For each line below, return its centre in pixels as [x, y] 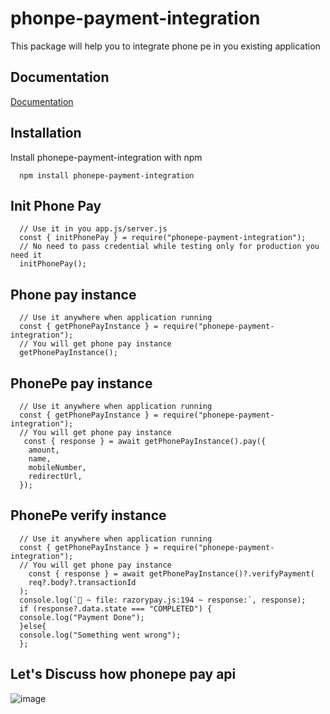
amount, [44, 450]
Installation [46, 133]
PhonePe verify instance [88, 515]
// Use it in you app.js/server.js [93, 229]
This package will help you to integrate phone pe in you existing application [165, 46]
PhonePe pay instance [81, 383]
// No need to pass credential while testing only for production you [169, 247]
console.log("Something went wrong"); [100, 635]
